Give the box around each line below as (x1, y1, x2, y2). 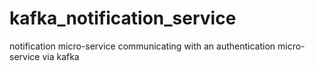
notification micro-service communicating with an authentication (9, 40, 276, 52)
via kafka (42, 50, 80, 62)
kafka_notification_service (9, 7, 237, 30)
